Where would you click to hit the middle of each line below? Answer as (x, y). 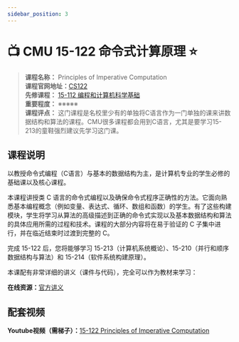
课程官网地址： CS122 (56, 85)
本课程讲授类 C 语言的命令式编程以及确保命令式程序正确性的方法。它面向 (115, 197)
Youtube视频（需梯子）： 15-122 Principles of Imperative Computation (108, 331)
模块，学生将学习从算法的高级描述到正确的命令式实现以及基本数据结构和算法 (119, 215)
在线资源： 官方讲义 (36, 287)
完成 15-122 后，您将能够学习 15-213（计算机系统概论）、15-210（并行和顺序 (118, 248)
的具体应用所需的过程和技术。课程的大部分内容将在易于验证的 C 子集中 (111, 224)
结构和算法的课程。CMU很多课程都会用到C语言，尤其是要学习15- (126, 121)
